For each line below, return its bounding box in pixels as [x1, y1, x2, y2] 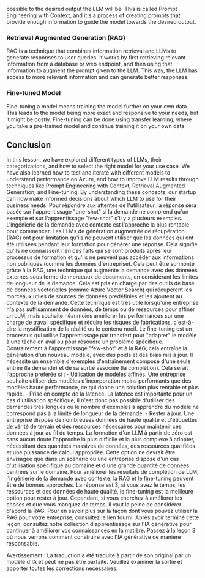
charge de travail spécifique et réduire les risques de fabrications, [6, 318, 173, 326]
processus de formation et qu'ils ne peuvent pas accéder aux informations [6, 253, 195, 261]
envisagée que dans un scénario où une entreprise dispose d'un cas [6, 456, 179, 463]
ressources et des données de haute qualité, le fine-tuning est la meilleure [6, 488, 194, 495]
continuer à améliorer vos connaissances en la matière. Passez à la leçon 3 [6, 527, 196, 535]
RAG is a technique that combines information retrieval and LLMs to [6, 47, 176, 54]
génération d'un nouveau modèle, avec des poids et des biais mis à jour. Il [6, 351, 193, 359]
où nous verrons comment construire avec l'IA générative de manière [6, 533, 181, 541]
